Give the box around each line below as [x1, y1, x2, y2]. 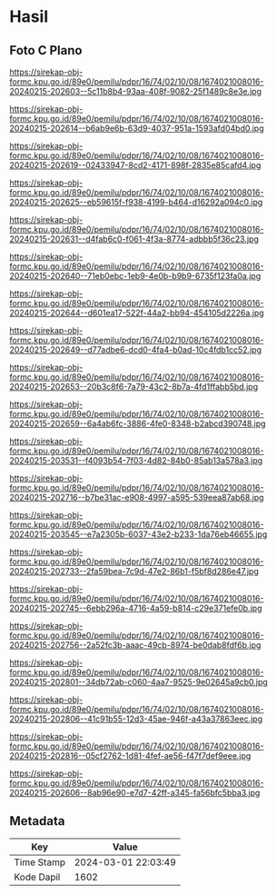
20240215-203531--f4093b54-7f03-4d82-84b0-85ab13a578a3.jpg [9, 455, 263, 465]
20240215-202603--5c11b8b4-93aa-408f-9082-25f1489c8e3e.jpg [9, 86, 262, 96]
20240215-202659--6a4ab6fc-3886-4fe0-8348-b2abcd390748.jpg [9, 418, 266, 429]
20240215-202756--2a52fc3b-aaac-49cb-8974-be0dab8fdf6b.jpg [9, 640, 262, 651]
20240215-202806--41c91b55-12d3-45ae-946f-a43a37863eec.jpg [9, 713, 263, 724]
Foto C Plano [9, 43, 83, 58]
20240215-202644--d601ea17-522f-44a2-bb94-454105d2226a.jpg [9, 307, 265, 318]
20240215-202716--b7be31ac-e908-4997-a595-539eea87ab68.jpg [9, 492, 264, 502]
